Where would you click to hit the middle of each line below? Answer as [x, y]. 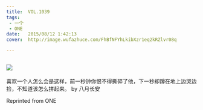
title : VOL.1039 [28, 12]
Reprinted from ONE [31, 100]
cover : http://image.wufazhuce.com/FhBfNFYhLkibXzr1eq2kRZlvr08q [92, 40]
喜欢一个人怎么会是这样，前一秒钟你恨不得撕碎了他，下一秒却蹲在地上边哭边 [101, 81]
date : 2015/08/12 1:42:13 [42, 34]
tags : [13, 17]
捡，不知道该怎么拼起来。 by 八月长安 [53, 88]
